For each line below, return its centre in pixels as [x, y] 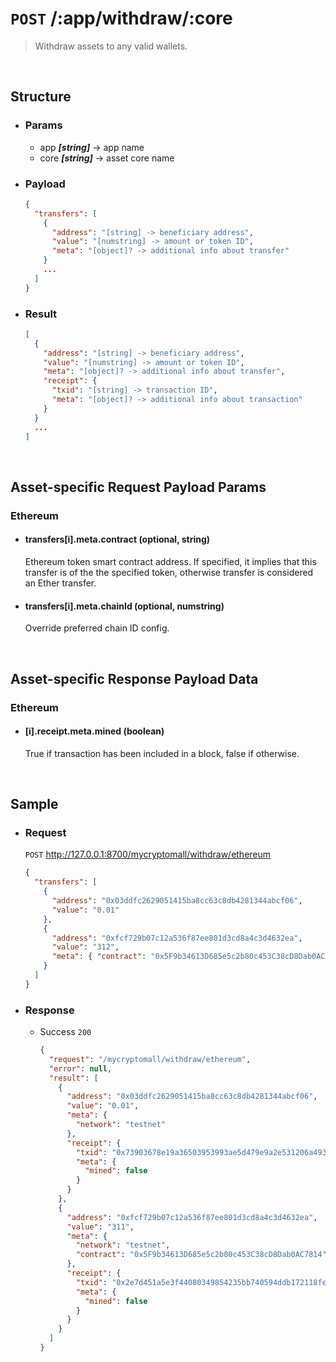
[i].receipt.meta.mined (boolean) [94, 731]
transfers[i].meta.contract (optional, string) [117, 539]
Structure [41, 97]
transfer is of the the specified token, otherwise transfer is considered [169, 572]
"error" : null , [80, 1068]
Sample [34, 804]
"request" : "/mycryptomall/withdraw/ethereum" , [150, 1059]
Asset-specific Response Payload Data [134, 678]
